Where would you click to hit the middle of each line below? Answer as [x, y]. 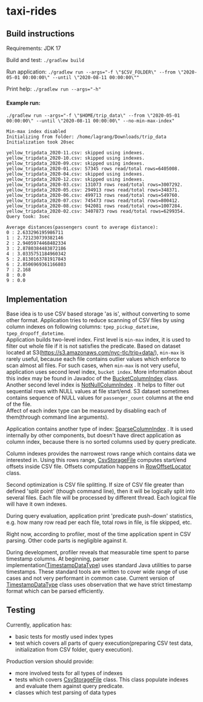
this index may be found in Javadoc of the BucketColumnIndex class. [92, 379]
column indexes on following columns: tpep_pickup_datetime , [83, 327]
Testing [21, 610]
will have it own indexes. [37, 504]
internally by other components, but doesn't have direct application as [94, 435]
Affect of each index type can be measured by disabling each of [86, 411]
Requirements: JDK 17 [34, 48]
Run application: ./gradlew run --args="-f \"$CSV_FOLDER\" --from [91, 72]
